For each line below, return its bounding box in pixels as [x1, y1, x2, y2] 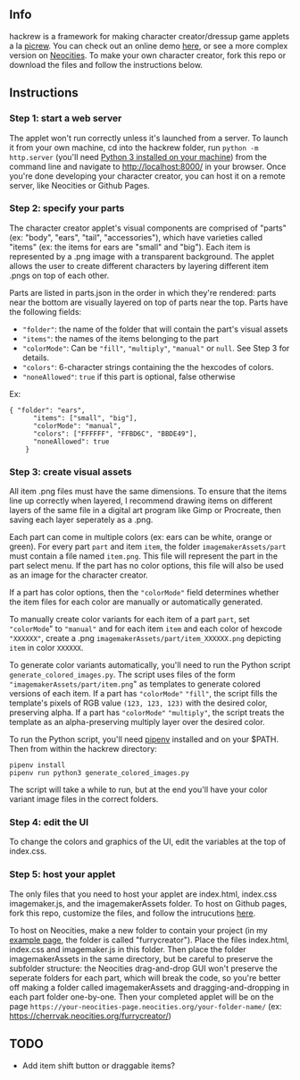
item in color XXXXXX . [9, 643, 84, 654]
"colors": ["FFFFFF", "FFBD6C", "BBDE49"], [32, 429, 198, 438]
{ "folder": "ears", [9, 406, 87, 415]
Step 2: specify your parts [9, 202, 125, 215]
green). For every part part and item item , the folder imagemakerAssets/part [9, 541, 287, 553]
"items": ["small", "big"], [32, 413, 138, 423]
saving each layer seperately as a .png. [9, 514, 154, 526]
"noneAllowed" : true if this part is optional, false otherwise [21, 371, 236, 382]
